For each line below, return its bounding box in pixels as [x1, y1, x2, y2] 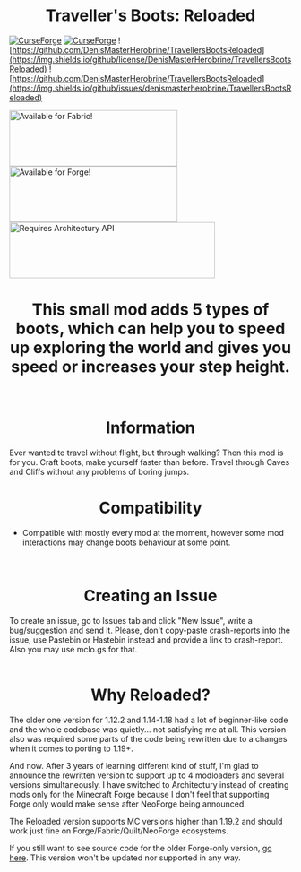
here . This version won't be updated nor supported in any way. [9, 852, 242, 863]
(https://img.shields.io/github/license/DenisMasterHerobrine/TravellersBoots [9, 54, 292, 65]
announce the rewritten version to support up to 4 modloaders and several [9, 770, 285, 781]
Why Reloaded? [90, 685, 211, 704]
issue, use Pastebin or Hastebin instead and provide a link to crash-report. [9, 634, 284, 645]
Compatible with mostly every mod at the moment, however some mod [21, 527, 285, 538]
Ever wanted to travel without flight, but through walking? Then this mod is [9, 447, 284, 458]
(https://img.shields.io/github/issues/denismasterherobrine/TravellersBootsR [9, 82, 292, 93]
